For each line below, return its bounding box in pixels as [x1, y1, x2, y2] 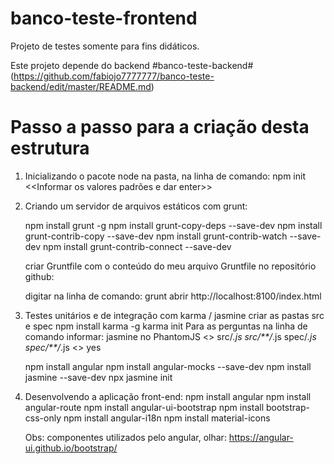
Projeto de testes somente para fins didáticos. [10, 40, 200, 52]
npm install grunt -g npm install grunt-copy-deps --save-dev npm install [24, 219, 323, 231]
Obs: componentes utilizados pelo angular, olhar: [24, 431, 227, 443]
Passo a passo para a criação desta [10, 116, 310, 139]
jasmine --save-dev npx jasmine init [24, 371, 173, 383]
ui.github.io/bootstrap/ [24, 442, 118, 454]
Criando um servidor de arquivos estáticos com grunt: [24, 200, 248, 212]
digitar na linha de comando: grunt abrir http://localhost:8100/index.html [24, 290, 322, 302]
